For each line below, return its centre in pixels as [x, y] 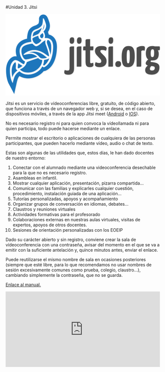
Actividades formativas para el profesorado [56, 214]
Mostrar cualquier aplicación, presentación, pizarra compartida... [78, 183]
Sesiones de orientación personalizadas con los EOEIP [68, 230]
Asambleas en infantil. [35, 178]
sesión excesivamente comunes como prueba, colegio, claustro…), [73, 270]
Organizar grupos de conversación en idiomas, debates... [71, 204]
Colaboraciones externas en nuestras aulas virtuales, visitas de [76, 220]
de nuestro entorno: [26, 158]
